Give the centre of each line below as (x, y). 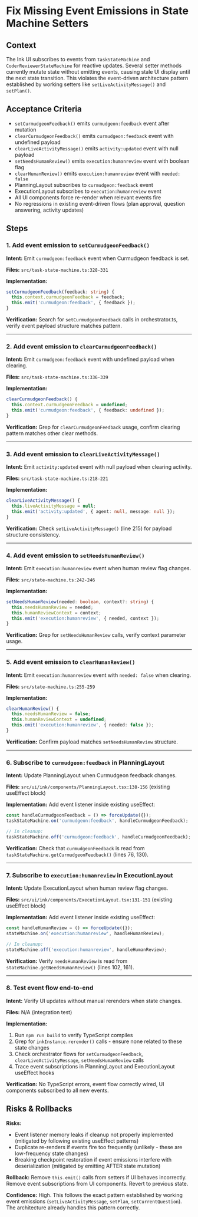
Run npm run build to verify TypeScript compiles (74, 1035)
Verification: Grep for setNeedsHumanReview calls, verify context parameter (96, 635)
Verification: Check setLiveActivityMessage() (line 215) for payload (89, 528)
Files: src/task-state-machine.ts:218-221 (57, 478)
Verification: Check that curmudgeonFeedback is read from (75, 848)
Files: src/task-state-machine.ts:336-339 (57, 377)
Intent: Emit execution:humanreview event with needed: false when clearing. (99, 675)
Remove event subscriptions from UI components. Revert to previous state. (97, 1183)
